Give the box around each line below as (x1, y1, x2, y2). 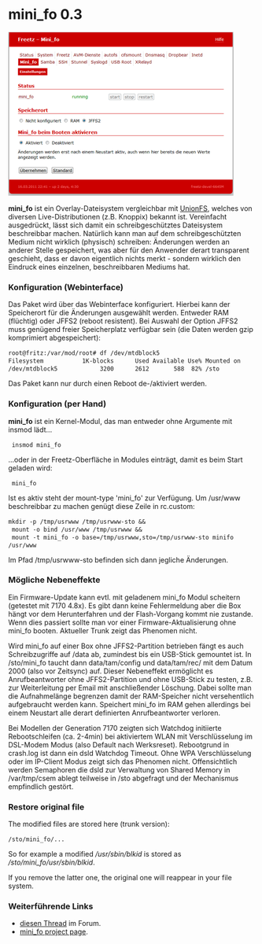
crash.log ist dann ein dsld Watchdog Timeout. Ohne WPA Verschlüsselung (8, 748, 252, 758)
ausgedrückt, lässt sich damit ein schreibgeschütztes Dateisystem (8, 220, 223, 230)
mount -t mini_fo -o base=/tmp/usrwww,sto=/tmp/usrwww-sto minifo (11, 533, 234, 541)
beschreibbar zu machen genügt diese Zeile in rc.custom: (8, 501, 195, 511)
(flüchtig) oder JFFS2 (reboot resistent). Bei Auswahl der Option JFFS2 (8, 316, 238, 326)
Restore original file (8, 801, 85, 812)
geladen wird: (8, 463, 53, 473)
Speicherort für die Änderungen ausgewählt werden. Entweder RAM (8, 308, 230, 318)
